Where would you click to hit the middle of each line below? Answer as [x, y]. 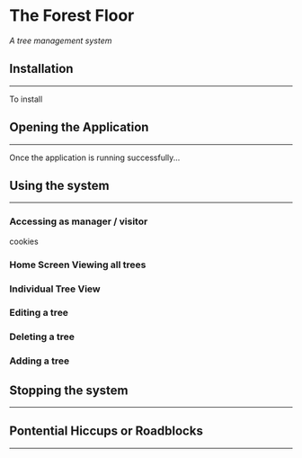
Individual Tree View [55, 289]
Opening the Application [79, 127]
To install [26, 99]
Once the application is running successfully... [95, 157]
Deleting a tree [42, 337]
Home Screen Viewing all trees [78, 265]
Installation [41, 69]
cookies [24, 241]
